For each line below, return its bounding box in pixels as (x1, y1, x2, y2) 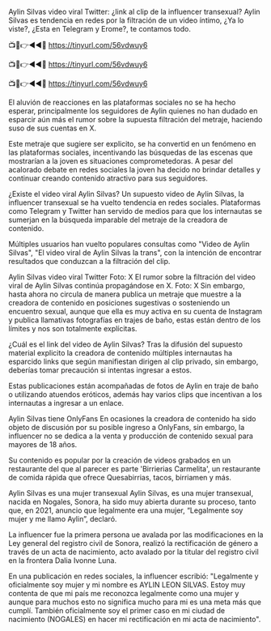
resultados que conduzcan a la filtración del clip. (8, 257, 171, 266)
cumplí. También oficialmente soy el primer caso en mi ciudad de (8, 606, 226, 615)
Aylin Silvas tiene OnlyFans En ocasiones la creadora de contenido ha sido (8, 414, 256, 424)
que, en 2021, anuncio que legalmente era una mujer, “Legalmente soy (8, 505, 243, 515)
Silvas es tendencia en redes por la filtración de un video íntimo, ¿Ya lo (8, 15, 244, 25)
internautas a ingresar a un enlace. (8, 399, 124, 407)
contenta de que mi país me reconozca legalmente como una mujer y (8, 589, 239, 598)
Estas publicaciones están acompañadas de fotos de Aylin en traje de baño (8, 381, 259, 390)
